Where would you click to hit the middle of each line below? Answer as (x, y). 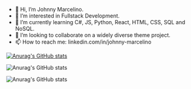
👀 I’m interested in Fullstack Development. (67, 16)
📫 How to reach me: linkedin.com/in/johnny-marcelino (83, 42)
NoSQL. (25, 28)
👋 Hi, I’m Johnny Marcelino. (49, 9)
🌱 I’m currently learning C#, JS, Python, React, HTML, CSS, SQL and (100, 22)
